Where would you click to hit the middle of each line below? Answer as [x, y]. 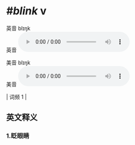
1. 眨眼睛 [18, 136]
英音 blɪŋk [18, 28]
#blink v [26, 11]
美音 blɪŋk [18, 62]
